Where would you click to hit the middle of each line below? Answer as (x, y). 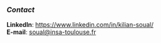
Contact (21, 10)
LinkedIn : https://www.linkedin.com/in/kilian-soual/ (80, 25)
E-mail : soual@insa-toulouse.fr (51, 32)
